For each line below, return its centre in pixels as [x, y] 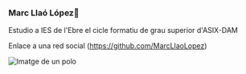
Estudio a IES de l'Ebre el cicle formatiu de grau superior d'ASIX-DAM [123, 31]
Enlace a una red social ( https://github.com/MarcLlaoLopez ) [108, 46]
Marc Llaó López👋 [44, 13]
